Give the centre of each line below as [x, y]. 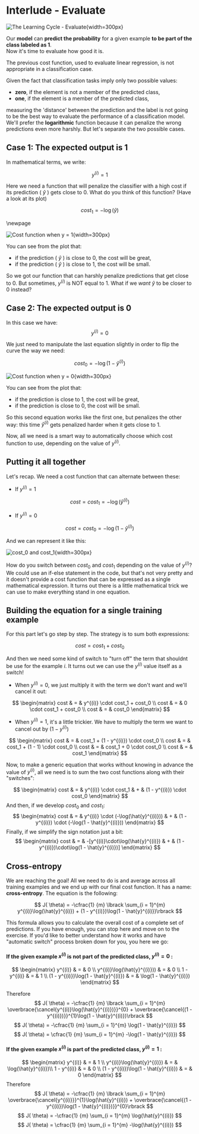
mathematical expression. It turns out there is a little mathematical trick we [97, 585]
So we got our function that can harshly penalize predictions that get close [97, 276]
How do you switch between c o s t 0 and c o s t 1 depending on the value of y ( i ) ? [99, 565]
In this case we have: [32, 322]
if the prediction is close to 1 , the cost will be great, [77, 399]
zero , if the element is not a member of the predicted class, [87, 92]
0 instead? [19, 289]
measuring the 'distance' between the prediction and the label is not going [97, 110]
